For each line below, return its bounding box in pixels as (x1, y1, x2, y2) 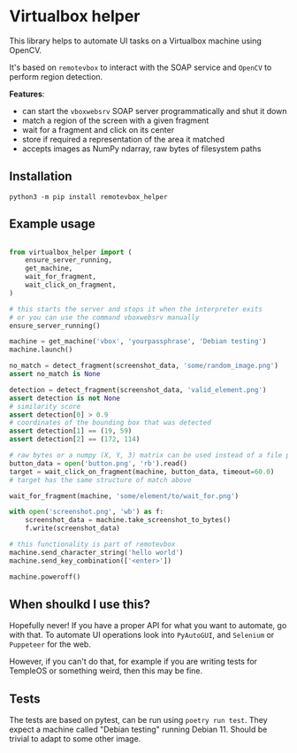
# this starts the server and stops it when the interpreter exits (9, 304, 263, 313)
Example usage (9, 217, 95, 232)
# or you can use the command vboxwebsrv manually (9, 312, 200, 322)
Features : (9, 88, 45, 99)
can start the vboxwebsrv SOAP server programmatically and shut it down (21, 105, 287, 116)
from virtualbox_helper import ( (9, 248, 133, 257)
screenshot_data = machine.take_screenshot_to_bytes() (25, 516, 232, 525)
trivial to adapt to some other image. (9, 734, 141, 744)
